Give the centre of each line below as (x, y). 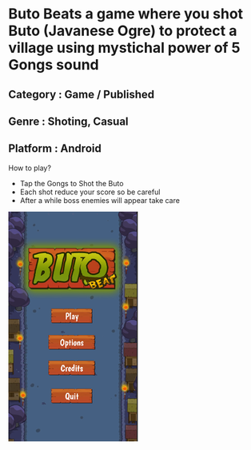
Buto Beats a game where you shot (126, 14)
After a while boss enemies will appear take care (100, 200)
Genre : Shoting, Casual (69, 121)
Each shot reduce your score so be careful (90, 192)
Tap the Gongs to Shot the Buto (72, 183)
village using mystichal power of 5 (125, 48)
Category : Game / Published (81, 94)
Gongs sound (54, 65)
